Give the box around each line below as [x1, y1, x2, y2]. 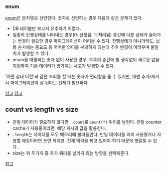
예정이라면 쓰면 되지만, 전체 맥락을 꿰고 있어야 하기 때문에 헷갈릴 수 [21, 138, 152, 144]
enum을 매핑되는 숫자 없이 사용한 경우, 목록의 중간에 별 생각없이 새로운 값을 [12, 57, 160, 63]
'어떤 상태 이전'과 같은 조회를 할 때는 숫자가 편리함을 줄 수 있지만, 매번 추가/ [5, 73, 151, 80]
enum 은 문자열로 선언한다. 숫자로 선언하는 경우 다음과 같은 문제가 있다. [5, 15, 143, 21]
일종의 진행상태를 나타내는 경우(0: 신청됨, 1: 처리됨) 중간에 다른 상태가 [12, 32, 148, 38]
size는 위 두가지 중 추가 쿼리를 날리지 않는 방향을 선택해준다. [12, 150, 130, 156]
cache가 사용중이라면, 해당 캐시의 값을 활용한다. [12, 125, 106, 131]
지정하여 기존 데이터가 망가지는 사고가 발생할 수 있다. [12, 63, 115, 69]
